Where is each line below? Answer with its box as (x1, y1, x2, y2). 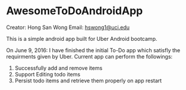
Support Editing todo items (14, 70, 81, 78)
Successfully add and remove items (14, 64, 103, 72)
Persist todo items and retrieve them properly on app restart (14, 77, 162, 84)
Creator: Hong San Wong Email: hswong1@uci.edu (6, 24, 130, 31)
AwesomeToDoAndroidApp (6, 4, 143, 18)
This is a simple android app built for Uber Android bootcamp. (6, 35, 157, 42)
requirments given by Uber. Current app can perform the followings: (6, 53, 173, 60)
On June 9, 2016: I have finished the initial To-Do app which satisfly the (6, 46, 181, 54)
